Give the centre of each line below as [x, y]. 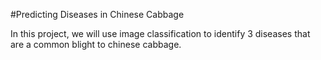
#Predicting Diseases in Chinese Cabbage [97, 14]
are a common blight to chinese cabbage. [96, 44]
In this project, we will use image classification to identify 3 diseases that [160, 33]
